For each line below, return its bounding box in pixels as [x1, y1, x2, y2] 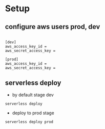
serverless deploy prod [5, 119, 54, 124]
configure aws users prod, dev [5, 23, 100, 31]
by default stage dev [12, 92, 54, 98]
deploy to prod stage [12, 110, 55, 116]
